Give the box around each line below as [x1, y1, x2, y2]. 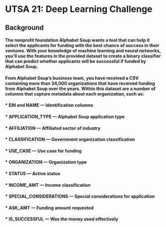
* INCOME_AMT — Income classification [5, 182, 91, 188]
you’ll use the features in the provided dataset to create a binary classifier [5, 53, 161, 59]
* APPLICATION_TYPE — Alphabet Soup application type [5, 113, 125, 119]
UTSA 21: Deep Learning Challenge [5, 3, 153, 15]
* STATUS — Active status [5, 170, 61, 176]
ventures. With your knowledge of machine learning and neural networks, [5, 48, 161, 54]
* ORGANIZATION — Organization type [5, 159, 87, 165]
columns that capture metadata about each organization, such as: [5, 91, 145, 97]
